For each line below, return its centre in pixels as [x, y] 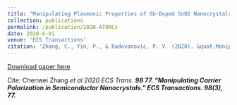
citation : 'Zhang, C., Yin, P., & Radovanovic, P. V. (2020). [101, 47]
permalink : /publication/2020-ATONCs [63, 27]
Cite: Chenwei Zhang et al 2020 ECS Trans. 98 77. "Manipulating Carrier [114, 80]
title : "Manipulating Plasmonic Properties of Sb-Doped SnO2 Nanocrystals [120, 14]
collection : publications [45, 20]
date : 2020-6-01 [31, 33]
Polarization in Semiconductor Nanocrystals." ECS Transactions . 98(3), [115, 88]
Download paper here [39, 67]
